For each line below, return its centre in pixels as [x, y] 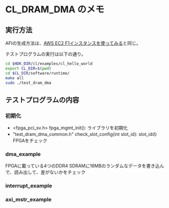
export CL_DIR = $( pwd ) [28, 68]
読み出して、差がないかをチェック [50, 172]
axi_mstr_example [29, 200]
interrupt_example [29, 186]
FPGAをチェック [30, 141]
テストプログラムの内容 [42, 100]
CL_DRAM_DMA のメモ [55, 9]
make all [15, 78]
